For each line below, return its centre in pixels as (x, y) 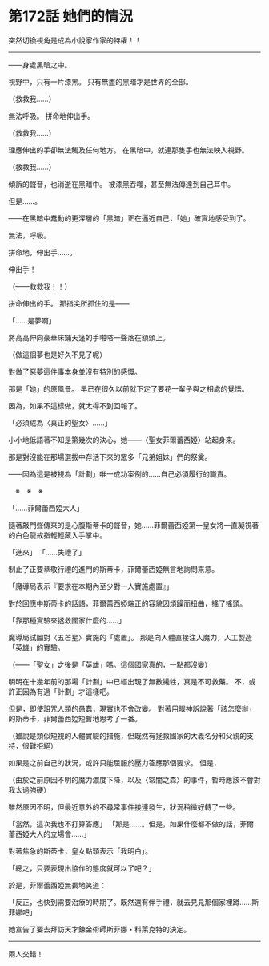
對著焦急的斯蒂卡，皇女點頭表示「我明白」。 (80, 850)
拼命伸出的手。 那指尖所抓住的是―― (69, 303)
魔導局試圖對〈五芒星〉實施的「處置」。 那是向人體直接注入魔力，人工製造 (130, 637)
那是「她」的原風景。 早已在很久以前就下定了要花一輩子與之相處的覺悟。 (128, 388)
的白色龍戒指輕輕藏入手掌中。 (57, 535)
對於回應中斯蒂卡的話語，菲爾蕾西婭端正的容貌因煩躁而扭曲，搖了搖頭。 (127, 603)
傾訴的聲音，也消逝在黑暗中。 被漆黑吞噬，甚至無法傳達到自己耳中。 (121, 184)
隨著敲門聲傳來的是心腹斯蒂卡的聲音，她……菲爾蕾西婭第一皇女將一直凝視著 (134, 525)
